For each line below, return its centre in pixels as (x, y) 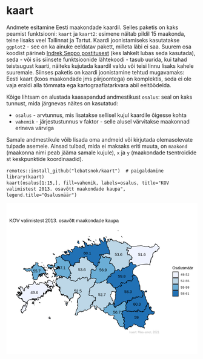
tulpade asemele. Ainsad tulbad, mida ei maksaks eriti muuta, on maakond (97, 146)
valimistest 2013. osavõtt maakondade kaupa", (66, 189)
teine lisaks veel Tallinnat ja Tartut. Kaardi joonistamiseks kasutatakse (93, 40)
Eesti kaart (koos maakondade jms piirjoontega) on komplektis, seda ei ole (99, 79)
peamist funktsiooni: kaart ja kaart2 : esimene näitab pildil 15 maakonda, (96, 33)
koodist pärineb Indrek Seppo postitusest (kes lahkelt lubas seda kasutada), (101, 53)
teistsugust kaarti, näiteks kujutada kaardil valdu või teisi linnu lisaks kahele (100, 66)
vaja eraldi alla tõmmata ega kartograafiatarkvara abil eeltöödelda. (89, 85)
